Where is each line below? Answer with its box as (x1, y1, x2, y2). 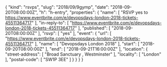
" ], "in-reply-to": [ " (31, 20, 72, 26)
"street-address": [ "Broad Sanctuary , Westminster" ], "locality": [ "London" (5, 51, 162, 57)
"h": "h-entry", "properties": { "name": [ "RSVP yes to (39, 9, 148, 15)
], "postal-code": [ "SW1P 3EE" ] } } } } (5, 57, 83, 62)
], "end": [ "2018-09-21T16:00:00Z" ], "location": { (45, 46, 148, 52)
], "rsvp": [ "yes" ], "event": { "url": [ (38, 31, 112, 36)
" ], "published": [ (75, 25, 111, 31)
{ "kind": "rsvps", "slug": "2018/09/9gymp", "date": (5, 4, 109, 10)
